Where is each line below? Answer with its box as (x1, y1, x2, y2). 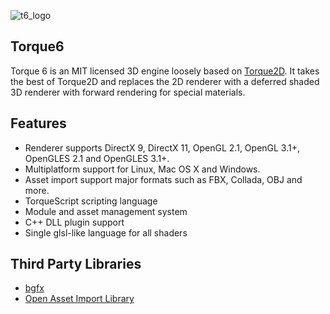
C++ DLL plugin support (24, 216, 125, 228)
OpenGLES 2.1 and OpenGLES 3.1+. (24, 152, 170, 164)
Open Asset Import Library (24, 293, 135, 305)
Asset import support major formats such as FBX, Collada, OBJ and (24, 173, 303, 185)
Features (10, 115, 67, 132)
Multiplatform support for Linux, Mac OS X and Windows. (24, 163, 261, 175)
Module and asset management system (24, 205, 188, 217)
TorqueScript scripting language (24, 195, 158, 207)
